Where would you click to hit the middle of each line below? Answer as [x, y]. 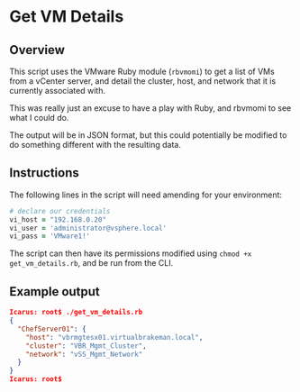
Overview [37, 50]
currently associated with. [58, 91]
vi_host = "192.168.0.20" [58, 219]
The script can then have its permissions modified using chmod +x [131, 253]
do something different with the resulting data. [95, 145]
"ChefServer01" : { [52, 329]
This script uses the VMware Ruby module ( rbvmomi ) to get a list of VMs [142, 71]
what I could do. [39, 118]
